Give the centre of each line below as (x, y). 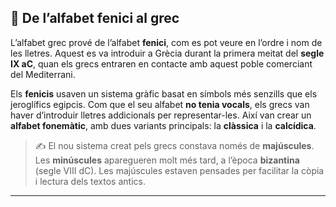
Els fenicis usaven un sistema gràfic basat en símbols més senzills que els (164, 93)
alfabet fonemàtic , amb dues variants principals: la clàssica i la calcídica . (163, 125)
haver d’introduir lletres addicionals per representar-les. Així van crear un (161, 115)
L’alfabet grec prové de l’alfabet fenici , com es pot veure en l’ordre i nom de (166, 42)
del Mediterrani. (43, 74)
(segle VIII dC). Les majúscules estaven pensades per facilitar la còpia (179, 170)
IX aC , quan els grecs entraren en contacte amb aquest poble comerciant (161, 63)
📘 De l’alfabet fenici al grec (95, 18)
